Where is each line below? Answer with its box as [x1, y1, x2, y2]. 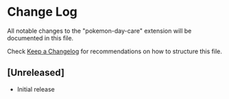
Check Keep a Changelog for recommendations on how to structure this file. [7, 47, 223, 55]
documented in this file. [7, 33, 74, 42]
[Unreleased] [7, 67, 65, 79]
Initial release [16, 85, 55, 93]
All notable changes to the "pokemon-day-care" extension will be [7, 27, 192, 35]
